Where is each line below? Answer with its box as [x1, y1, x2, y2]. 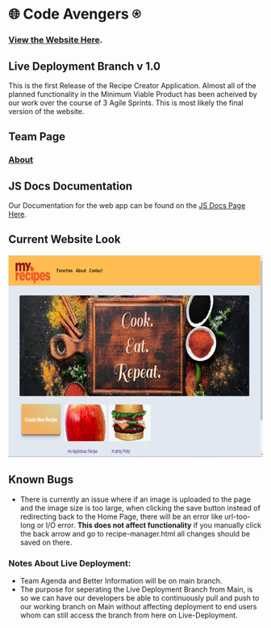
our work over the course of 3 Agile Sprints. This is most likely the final [8, 98, 244, 108]
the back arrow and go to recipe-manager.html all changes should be [19, 528, 250, 538]
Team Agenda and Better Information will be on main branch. [19, 575, 223, 585]
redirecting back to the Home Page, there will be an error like [19, 511, 223, 521]
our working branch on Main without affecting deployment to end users [19, 601, 257, 611]
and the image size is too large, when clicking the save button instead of [19, 503, 261, 512]
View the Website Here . [8, 34, 103, 45]
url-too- [224, 511, 251, 521]
